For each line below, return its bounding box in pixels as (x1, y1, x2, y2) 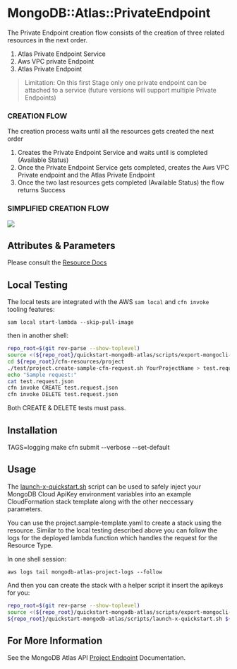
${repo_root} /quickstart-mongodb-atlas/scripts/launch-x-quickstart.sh (7, 615, 222, 622)
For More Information (7, 634, 103, 646)
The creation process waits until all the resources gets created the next (7, 127, 214, 136)
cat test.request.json (7, 378, 74, 385)
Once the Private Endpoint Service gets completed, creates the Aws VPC (17, 163, 230, 172)
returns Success (17, 186, 66, 194)
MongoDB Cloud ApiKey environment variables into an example (7, 489, 192, 498)
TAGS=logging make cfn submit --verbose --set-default (7, 443, 171, 451)
